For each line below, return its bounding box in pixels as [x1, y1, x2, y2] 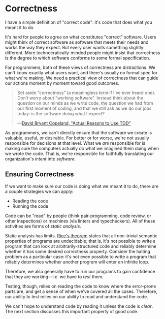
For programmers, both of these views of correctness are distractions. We [5, 64, 156, 70]
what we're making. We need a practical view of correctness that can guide [5, 75, 159, 81]
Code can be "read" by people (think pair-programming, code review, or [5, 213, 152, 219]
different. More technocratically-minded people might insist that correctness [5, 50, 160, 56]
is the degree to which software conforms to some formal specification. [5, 55, 150, 61]
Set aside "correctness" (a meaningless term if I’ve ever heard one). [17, 90, 156, 96]
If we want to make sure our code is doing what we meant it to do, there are [5, 183, 159, 189]
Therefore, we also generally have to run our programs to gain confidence [5, 268, 155, 274]
